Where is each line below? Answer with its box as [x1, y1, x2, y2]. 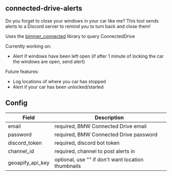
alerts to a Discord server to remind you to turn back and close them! [5, 23, 151, 29]
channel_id [8, 147, 34, 154]
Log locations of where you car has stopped [12, 78, 106, 84]
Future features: [5, 68, 39, 74]
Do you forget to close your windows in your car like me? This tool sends [5, 17, 159, 24]
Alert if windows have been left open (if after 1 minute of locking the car [12, 53, 164, 59]
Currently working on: [5, 43, 51, 49]
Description [94, 114, 124, 121]
